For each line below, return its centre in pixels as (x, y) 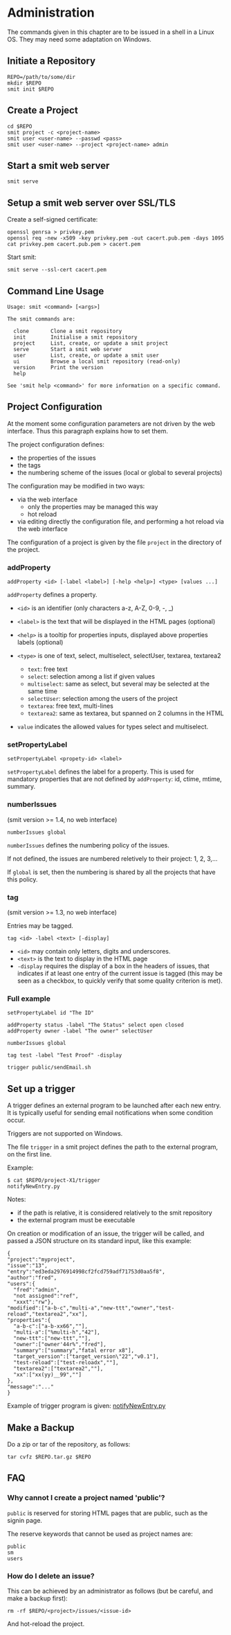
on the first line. (29, 1154)
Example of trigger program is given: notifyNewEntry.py (86, 1406)
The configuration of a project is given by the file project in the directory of (114, 542)
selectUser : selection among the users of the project (103, 699)
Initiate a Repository (51, 61)
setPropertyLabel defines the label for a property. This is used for (101, 772)
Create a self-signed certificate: (53, 220)
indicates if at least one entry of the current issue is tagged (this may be (120, 973)
